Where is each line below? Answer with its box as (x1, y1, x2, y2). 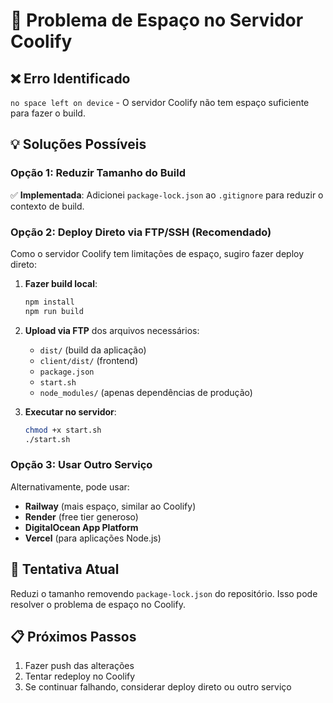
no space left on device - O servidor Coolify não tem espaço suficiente (10, 97, 310, 108)
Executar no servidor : (24, 405, 117, 418)
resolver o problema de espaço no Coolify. (10, 598, 186, 610)
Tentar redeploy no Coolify (24, 670, 136, 683)
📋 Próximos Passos (10, 628, 137, 645)
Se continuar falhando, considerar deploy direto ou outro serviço (24, 681, 292, 693)
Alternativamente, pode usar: (10, 480, 130, 493)
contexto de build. (10, 200, 85, 212)
